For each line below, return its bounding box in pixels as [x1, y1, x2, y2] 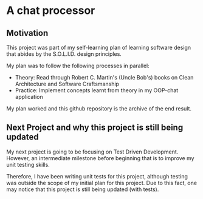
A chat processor [6, 4, 95, 18]
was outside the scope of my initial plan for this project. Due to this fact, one [6, 179, 198, 186]
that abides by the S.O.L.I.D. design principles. [6, 50, 122, 58]
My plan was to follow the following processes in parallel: [6, 62, 150, 69]
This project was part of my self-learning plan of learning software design [6, 44, 191, 51]
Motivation [6, 28, 49, 38]
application [15, 93, 44, 100]
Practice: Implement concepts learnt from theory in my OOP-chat [15, 87, 179, 94]
